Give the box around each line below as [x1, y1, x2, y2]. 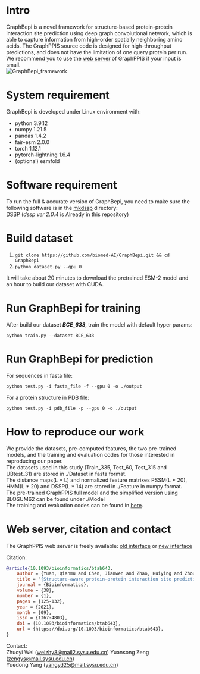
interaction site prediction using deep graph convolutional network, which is [6, 29, 192, 36]
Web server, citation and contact [6, 522, 171, 536]
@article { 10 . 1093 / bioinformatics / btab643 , [6, 565, 113, 571]
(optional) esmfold [14, 157, 60, 164]
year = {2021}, [17, 604, 55, 610]
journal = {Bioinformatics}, [17, 582, 89, 588]
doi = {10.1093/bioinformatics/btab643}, [17, 620, 121, 626]
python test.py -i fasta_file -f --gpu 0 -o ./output [6, 383, 143, 390]
